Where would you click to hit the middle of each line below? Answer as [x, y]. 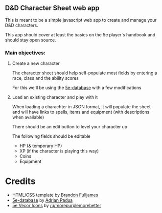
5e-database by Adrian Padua [42, 200]
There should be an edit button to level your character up [70, 127]
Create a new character [36, 63]
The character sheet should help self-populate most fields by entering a [85, 73]
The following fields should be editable [51, 136]
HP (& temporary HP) [41, 146]
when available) [28, 117]
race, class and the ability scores [46, 78]
